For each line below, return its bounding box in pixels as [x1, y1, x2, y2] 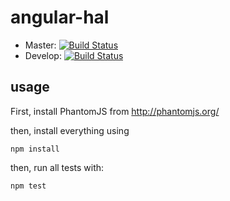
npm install [10, 144, 60, 154]
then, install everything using [10, 124, 130, 136]
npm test [10, 181, 47, 191]
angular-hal [10, 6, 110, 29]
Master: [24, 39, 57, 51]
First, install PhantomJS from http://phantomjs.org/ [10, 105, 220, 117]
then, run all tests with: [10, 161, 105, 173]
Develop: [24, 49, 62, 61]
